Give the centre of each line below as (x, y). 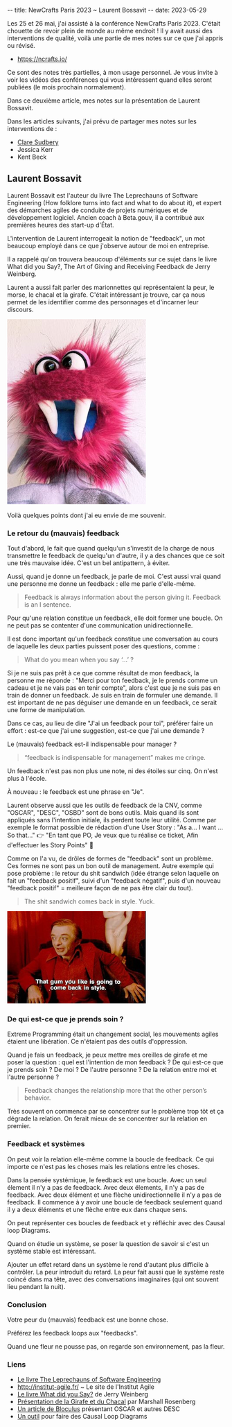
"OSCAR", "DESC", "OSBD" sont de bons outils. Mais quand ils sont (103, 813)
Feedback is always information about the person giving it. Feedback (123, 597)
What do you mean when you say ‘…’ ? (79, 660)
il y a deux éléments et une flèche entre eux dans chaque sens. (98, 1209)
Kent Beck (32, 157)
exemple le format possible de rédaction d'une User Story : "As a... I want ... (115, 827)
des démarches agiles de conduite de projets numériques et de (98, 210)
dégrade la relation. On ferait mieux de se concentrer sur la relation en (107, 1118)
